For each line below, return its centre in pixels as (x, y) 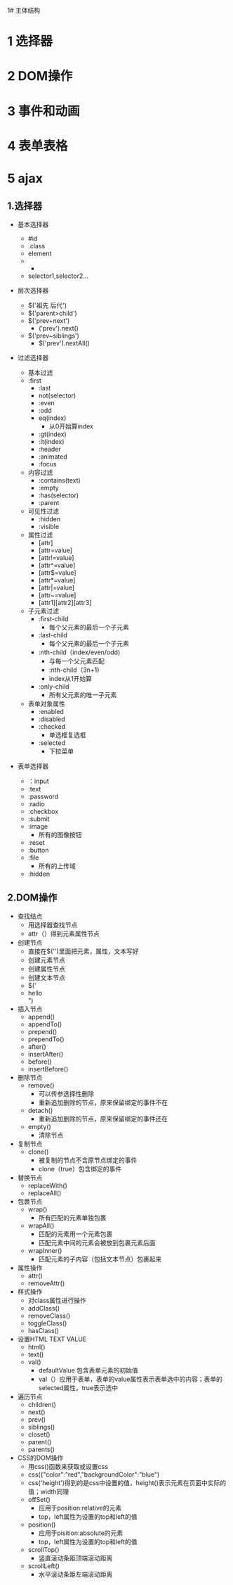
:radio (36, 803)
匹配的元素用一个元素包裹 (75, 1234)
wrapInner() (45, 1250)
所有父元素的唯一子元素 (83, 694)
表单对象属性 (46, 704)
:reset (36, 842)
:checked (52, 726)
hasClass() (44, 1330)
